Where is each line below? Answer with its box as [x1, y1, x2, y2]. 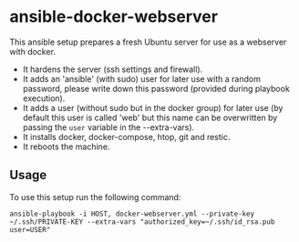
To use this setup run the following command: [9, 191, 181, 202]
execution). [22, 93, 66, 104]
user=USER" [9, 225, 51, 234]
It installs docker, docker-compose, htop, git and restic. [22, 131, 231, 142]
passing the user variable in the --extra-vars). [22, 121, 195, 133]
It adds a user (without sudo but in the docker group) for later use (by [22, 102, 284, 113]
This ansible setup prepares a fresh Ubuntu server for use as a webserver [9, 36, 287, 47]
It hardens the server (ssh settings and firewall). [22, 64, 203, 75]
